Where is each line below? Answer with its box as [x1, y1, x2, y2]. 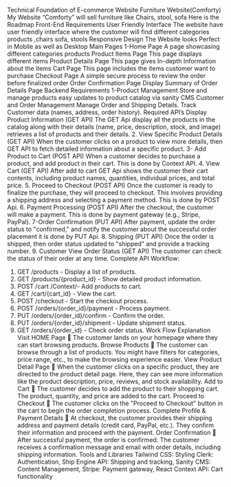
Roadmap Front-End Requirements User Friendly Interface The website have [7, 21, 223, 28]
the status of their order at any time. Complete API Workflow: [7, 255, 180, 262]
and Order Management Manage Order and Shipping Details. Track [7, 101, 197, 109]
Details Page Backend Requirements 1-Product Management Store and [7, 86, 208, 94]
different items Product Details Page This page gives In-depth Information [7, 57, 217, 65]
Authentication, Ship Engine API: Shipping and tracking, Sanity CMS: [16, 457, 211, 466]
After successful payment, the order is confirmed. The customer [16, 436, 200, 444]
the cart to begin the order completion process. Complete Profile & [16, 407, 206, 415]
